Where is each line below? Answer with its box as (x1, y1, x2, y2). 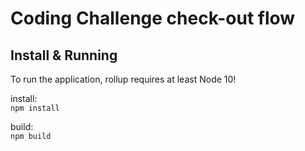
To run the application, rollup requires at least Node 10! (10, 73, 237, 85)
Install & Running (10, 47, 118, 64)
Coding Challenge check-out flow (10, 7, 296, 30)
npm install (10, 103, 60, 113)
